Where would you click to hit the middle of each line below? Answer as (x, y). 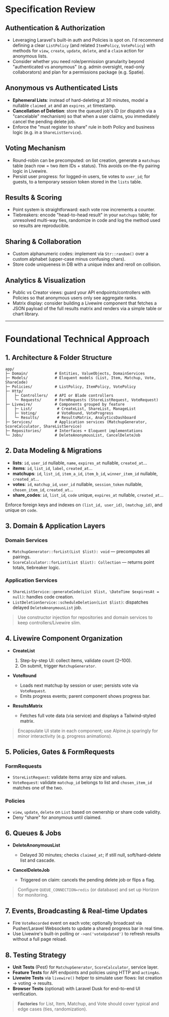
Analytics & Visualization (45, 280)
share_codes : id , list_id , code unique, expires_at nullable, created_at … (88, 495)
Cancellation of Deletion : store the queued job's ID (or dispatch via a (84, 111)
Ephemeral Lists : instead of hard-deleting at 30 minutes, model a (80, 100)
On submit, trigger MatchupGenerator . (58, 666)
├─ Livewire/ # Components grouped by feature (65, 404)
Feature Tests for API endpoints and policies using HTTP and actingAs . (86, 973)
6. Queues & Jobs (33, 833)
